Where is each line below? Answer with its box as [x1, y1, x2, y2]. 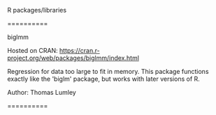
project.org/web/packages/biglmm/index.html [7, 54, 140, 62]
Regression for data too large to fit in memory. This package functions [7, 68, 209, 75]
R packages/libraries [7, 6, 67, 14]
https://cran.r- [59, 47, 100, 54]
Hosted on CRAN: [7, 47, 58, 54]
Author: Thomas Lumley [7, 89, 77, 96]
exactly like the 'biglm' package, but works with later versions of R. [7, 75, 201, 83]
